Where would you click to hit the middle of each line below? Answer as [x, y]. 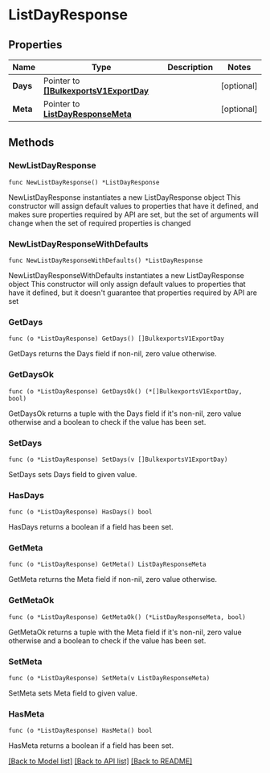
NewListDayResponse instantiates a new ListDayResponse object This [125, 197]
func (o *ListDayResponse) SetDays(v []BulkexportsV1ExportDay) [118, 459]
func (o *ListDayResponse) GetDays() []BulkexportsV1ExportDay [117, 339]
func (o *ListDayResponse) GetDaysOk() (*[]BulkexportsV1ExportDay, [125, 391]
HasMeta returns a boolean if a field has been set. [91, 746]
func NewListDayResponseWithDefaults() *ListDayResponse [106, 260]
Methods [31, 143]
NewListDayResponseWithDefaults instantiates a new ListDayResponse [127, 275]
